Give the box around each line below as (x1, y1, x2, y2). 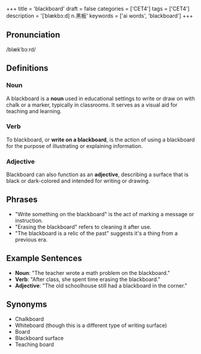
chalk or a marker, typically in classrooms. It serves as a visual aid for (6, 101, 178, 108)
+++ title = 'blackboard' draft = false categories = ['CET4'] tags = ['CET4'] (6, 5, 190, 12)
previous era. (14, 236, 48, 243)
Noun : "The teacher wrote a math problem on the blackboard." (14, 269, 170, 276)
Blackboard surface (14, 334, 64, 341)
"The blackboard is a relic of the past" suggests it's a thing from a (14, 229, 178, 237)
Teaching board (14, 341, 54, 348)
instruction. (14, 217, 43, 224)
